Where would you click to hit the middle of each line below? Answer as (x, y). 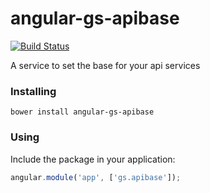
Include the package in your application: (93, 159)
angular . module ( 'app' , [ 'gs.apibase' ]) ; (96, 177)
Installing (33, 91)
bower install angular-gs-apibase (82, 112)
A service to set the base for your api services (105, 65)
